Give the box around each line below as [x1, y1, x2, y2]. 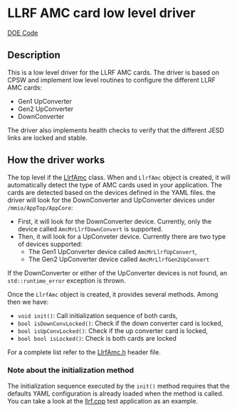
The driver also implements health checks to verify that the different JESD [7, 126, 224, 134]
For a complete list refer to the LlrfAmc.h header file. [7, 347, 162, 356]
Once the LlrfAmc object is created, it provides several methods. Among [7, 290, 218, 298]
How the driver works [7, 154, 105, 167]
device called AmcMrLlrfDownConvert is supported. [17, 224, 163, 233]
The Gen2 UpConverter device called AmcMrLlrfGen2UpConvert [28, 255, 210, 263]
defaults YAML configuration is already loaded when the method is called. [7, 389, 224, 398]
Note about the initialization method [7, 365, 135, 375]
